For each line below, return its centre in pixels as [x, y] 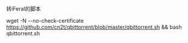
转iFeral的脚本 [23, 9]
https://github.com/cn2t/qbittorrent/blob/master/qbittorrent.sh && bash [94, 27]
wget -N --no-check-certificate [45, 21]
